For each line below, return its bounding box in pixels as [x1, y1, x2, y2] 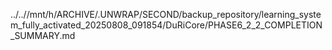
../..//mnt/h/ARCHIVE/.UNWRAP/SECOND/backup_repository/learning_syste [10, 9, 322, 20]
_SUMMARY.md [10, 30, 76, 41]
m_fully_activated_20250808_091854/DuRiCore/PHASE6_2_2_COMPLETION [10, 19, 323, 31]
